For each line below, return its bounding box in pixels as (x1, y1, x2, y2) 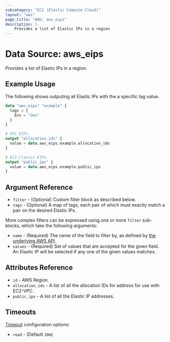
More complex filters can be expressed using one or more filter (5, 217, 142, 223)
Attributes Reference (5, 263, 73, 272)
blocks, (5, 222, 21, 229)
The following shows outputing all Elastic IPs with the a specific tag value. (5, 93, 160, 99)
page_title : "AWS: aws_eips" (5, 17, 67, 22)
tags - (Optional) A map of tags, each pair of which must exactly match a (12, 202, 165, 208)
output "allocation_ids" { (5, 136, 62, 141)
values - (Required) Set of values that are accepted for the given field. (12, 243, 159, 249)
